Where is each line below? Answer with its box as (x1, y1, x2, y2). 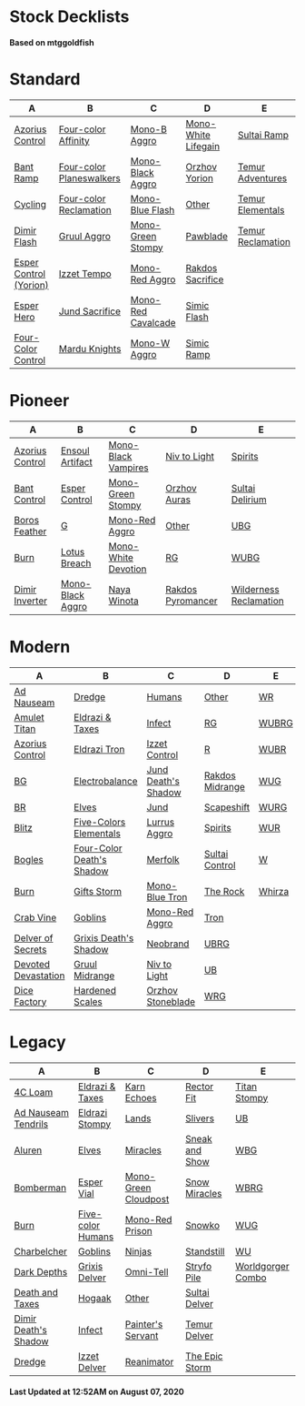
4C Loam (14, 1086, 54, 1098)
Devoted (14, 957, 51, 970)
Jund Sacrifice (58, 305, 121, 318)
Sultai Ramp (237, 128, 289, 141)
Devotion (108, 562, 147, 575)
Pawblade (185, 229, 229, 242)
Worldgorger (235, 1259, 290, 1272)
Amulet (14, 711, 44, 723)
